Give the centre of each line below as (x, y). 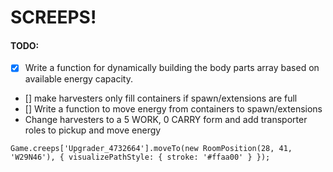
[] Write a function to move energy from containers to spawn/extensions (173, 109)
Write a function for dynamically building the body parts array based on (172, 68)
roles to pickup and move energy (93, 130)
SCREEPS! (53, 17)
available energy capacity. (78, 79)
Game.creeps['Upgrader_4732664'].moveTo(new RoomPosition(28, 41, (151, 149)
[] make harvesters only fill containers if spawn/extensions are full (161, 98)
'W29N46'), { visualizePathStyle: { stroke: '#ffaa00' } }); (140, 157)
